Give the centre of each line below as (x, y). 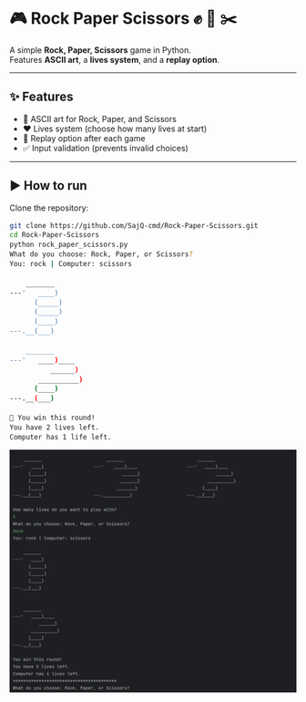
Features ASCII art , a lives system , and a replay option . (115, 59)
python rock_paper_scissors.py (69, 245)
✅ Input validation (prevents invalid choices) (105, 148)
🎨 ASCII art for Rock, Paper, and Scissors (100, 119)
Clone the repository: (49, 208)
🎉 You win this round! (52, 418)
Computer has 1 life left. (61, 437)
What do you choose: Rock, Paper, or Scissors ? (102, 254)
